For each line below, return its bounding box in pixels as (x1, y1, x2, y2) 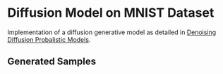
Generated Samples (7, 56, 97, 68)
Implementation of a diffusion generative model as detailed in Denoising (7, 28, 217, 36)
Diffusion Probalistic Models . (7, 35, 91, 43)
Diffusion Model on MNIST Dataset (7, 5, 215, 21)
